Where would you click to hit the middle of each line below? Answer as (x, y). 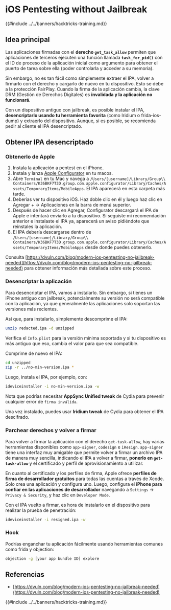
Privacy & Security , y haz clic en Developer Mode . (58, 495)
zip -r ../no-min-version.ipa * (40, 367)
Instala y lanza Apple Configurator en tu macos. (63, 173)
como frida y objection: (30, 549)
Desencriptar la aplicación (39, 281)
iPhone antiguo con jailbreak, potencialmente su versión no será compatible (85, 298)
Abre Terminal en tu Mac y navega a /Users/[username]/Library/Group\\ (89, 179)
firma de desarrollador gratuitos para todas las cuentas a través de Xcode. (85, 479)
